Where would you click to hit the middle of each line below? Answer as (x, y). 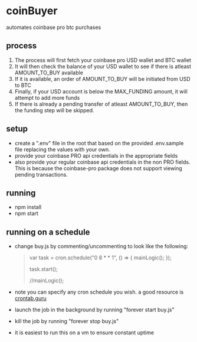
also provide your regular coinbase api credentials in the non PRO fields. (102, 162)
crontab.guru (31, 298)
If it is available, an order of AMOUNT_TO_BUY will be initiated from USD (102, 79)
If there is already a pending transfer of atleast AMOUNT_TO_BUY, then (101, 104)
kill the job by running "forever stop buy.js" (67, 321)
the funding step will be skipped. (54, 110)
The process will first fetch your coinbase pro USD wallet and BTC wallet (103, 60)
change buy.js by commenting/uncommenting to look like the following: (101, 246)
